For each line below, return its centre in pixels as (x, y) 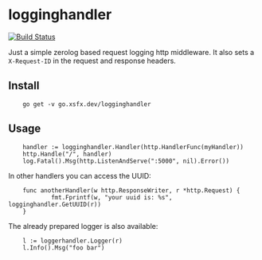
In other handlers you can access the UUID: (80, 175)
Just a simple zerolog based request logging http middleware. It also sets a (131, 52)
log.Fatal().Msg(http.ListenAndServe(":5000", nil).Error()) (126, 161)
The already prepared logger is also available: (83, 226)
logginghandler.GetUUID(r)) (55, 204)
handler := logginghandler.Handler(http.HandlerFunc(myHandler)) (133, 147)
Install (24, 86)
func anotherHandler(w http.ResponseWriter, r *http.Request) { (131, 190)
